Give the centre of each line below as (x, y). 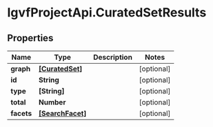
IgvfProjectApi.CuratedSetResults (107, 13)
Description (113, 57)
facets (21, 113)
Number (52, 102)
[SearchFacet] (63, 113)
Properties (30, 38)
